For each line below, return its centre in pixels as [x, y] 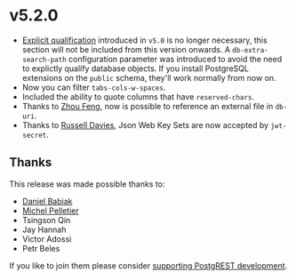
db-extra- [250, 50]
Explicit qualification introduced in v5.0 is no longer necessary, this [145, 40]
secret [34, 135]
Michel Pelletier [50, 211]
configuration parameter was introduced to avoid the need [175, 59]
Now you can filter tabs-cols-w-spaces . [94, 87]
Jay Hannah [44, 229]
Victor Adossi [47, 239]
